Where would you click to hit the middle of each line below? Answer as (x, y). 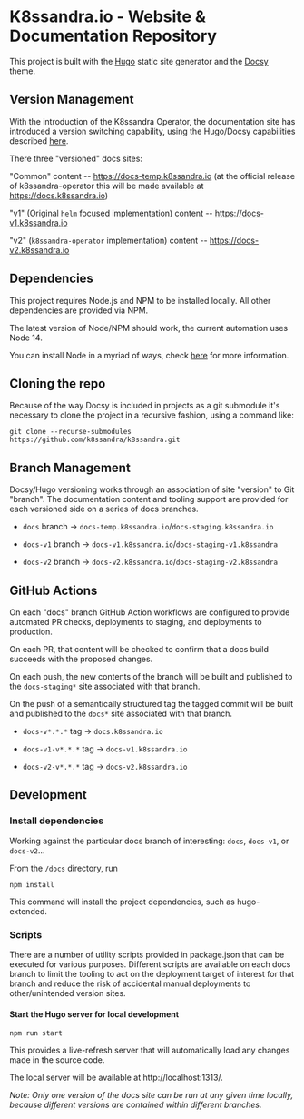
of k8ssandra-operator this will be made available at (107, 186)
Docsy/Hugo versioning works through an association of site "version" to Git (152, 489)
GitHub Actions (54, 590)
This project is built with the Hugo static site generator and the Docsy (139, 61)
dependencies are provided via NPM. (79, 310)
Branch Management (70, 467)
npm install (32, 884)
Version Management (72, 100)
